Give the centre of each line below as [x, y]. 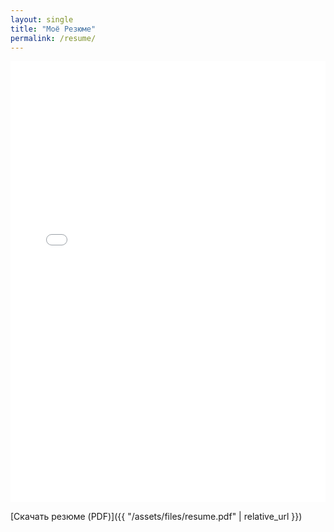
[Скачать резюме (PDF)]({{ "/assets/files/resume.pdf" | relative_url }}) [156, 516]
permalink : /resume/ [53, 38]
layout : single [42, 19]
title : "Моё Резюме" [53, 29]
